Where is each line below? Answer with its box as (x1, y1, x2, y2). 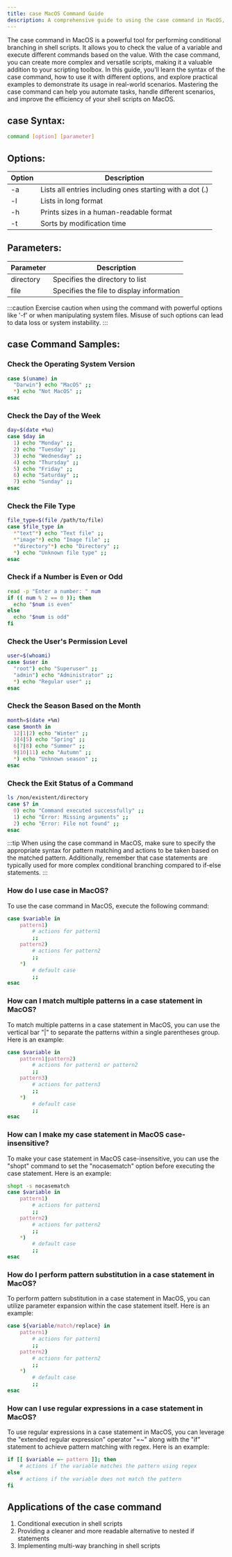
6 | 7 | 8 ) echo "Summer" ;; (13, 742, 85, 750)
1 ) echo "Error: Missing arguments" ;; (13, 813, 129, 820)
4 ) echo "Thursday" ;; (13, 459, 79, 466)
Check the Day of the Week (7, 410, 101, 420)
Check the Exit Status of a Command (7, 778, 133, 788)
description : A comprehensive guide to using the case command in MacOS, (7, 17, 226, 24)
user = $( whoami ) (7, 652, 51, 660)
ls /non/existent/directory (7, 794, 89, 801)
